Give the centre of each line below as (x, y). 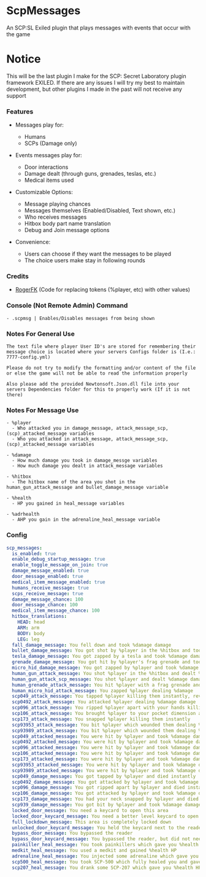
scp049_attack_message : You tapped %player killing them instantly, (101, 696)
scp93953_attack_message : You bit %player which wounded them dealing (104, 725)
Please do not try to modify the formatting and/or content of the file (101, 368)
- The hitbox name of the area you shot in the (74, 482)
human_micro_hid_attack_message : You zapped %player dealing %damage (102, 691)
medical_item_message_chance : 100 (56, 611)
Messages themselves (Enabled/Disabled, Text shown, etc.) (100, 211)
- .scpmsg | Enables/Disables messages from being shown (81, 318)
